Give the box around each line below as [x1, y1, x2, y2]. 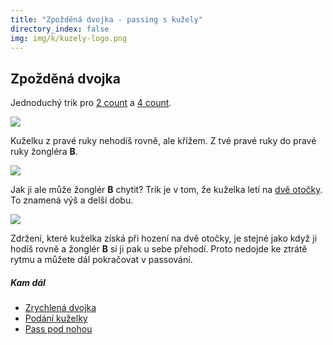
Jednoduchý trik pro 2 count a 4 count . [10, 97, 172, 109]
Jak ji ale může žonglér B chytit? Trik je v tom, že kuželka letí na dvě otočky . [10, 184, 323, 196]
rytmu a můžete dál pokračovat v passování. [10, 254, 193, 266]
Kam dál [10, 276, 46, 288]
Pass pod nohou [24, 323, 93, 335]
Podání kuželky [24, 312, 88, 325]
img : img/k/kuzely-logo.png [10, 33, 128, 43]
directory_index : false [10, 24, 110, 34]
